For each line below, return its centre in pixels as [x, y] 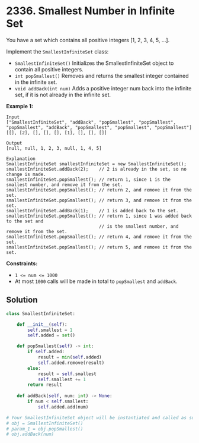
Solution [22, 300]
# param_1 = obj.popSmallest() [45, 429]
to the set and [25, 221]
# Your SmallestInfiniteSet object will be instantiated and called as [96, 417]
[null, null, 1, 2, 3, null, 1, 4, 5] [54, 148]
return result [45, 385]
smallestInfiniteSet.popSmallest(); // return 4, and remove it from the [99, 237]
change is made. [26, 174]
